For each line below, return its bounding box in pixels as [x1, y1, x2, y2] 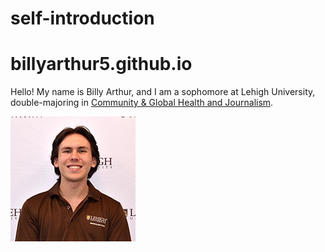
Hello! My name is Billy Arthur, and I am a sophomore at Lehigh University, [10, 86, 316, 98]
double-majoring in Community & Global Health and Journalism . [10, 97, 274, 109]
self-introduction [10, 7, 155, 30]
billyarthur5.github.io [10, 53, 193, 76]
